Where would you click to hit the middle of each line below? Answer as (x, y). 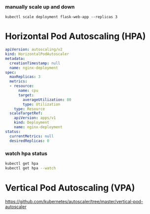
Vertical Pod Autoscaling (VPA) (70, 188)
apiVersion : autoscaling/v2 (34, 50)
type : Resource (30, 109)
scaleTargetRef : (26, 113)
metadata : (15, 58)
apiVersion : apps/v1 (35, 118)
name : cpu (28, 91)
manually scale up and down (40, 7)
